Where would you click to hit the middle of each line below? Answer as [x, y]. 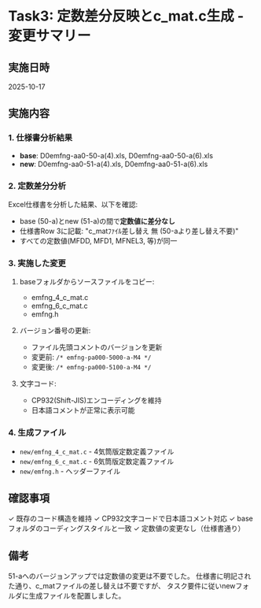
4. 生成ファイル [37, 432]
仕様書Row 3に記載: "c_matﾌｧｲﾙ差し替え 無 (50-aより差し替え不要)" [129, 231]
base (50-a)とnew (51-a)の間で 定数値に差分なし [97, 221]
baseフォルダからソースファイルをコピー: [87, 282]
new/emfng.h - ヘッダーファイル [70, 471]
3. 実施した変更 [37, 263]
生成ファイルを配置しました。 [77, 596]
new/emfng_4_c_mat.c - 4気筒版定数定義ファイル [97, 451]
